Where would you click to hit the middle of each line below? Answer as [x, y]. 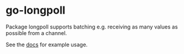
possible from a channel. [36, 33]
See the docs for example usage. [47, 45]
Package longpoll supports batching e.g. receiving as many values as [92, 27]
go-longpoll [36, 10]
